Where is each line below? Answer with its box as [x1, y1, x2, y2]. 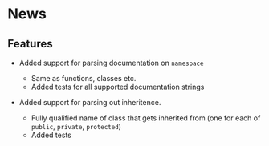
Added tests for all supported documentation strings [31, 82, 205, 91]
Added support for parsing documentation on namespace [18, 58, 204, 67]
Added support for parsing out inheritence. [18, 98, 161, 107]
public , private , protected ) [31, 122, 122, 131]
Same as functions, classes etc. [31, 74, 137, 83]
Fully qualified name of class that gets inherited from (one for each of [31, 113, 261, 123]
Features [7, 37, 53, 51]
